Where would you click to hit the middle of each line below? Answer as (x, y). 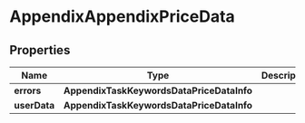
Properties (40, 50)
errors (28, 90)
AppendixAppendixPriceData (123, 17)
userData (34, 105)
